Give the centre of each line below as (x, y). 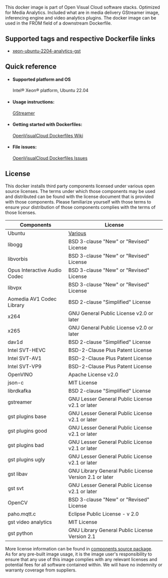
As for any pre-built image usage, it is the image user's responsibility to (79, 554)
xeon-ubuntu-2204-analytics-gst (46, 51)
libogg (15, 244)
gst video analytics (30, 522)
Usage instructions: (33, 102)
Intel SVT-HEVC (27, 350)
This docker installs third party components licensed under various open (80, 186)
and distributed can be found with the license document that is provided (79, 196)
